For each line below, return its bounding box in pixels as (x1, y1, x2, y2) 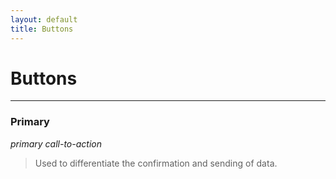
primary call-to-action (10, 137, 102, 150)
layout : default (10, 14, 78, 25)
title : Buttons (10, 24, 74, 34)
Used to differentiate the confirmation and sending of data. (34, 157, 278, 169)
